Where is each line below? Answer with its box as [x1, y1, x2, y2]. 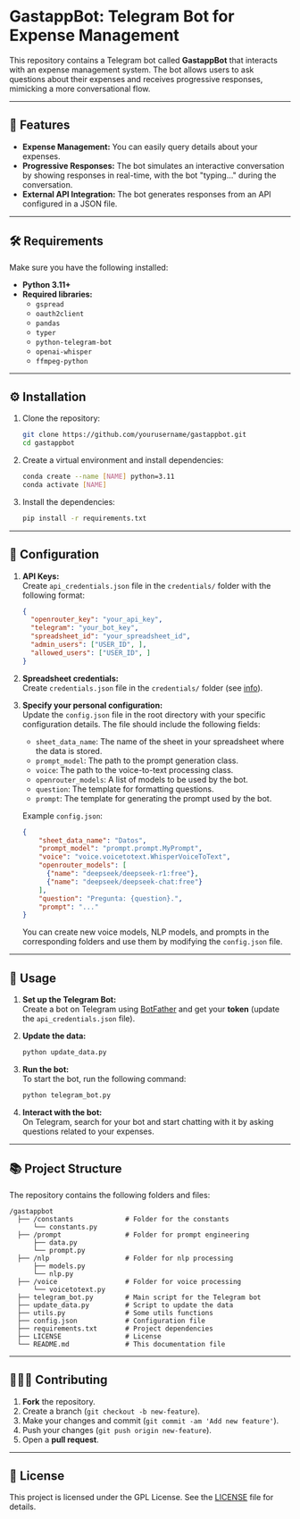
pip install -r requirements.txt [21, 514, 147, 523]
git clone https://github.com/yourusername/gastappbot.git [21, 431, 247, 440]
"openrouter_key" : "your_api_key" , [30, 615, 163, 625]
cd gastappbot [21, 439, 75, 448]
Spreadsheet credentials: [21, 673, 119, 684]
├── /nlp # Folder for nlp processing [17, 1254, 234, 1263]
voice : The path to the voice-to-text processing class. [35, 764, 234, 775]
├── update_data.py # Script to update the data [17, 1300, 234, 1310]
